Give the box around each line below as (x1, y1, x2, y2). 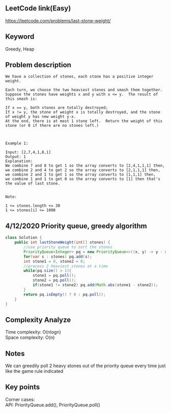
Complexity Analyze (5, 315, 71, 324)
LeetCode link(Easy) (5, 4, 71, 13)
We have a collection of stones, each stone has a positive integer (5, 74, 154, 79)
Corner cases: (5, 396, 35, 402)
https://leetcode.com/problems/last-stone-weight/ (5, 17, 111, 23)
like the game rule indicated (5, 368, 64, 374)
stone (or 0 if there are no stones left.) (5, 123, 99, 128)
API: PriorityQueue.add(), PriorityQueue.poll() (5, 402, 101, 408)
